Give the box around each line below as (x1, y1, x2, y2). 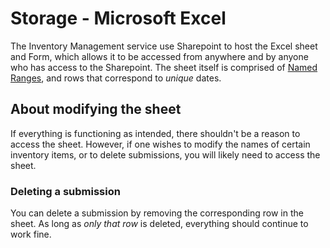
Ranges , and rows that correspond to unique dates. (10, 72, 222, 84)
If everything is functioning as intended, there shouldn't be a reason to (10, 127, 301, 139)
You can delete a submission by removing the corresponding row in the (10, 207, 304, 219)
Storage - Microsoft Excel (10, 7, 227, 30)
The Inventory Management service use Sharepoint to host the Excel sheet (10, 40, 318, 52)
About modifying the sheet (10, 101, 182, 118)
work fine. (10, 228, 52, 241)
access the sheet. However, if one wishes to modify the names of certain (10, 138, 311, 150)
